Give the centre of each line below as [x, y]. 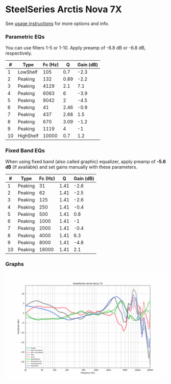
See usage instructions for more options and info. [57, 23]
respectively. [19, 53]
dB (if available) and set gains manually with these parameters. [71, 167]
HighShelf [28, 136]
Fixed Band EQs [25, 150]
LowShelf [28, 72]
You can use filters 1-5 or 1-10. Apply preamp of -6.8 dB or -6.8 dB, [76, 48]
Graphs [15, 264]
